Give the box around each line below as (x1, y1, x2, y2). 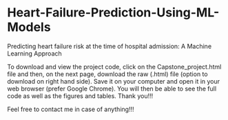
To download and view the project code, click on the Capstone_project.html (7, 62, 222, 71)
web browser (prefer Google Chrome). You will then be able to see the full (7, 84, 217, 93)
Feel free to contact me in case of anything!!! (7, 105, 134, 113)
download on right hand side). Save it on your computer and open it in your (7, 77, 220, 85)
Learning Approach (7, 49, 62, 58)
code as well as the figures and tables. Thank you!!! (7, 91, 154, 100)
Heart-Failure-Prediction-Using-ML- (7, 5, 220, 21)
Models (7, 19, 51, 35)
